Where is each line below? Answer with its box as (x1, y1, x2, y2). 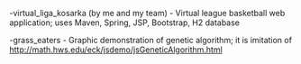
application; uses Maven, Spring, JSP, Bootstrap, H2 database (9, 17, 241, 28)
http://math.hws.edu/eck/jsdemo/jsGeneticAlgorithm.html (9, 44, 223, 55)
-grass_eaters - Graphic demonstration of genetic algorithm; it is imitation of (9, 35, 293, 45)
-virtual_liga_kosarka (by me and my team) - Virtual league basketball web (9, 8, 286, 18)
